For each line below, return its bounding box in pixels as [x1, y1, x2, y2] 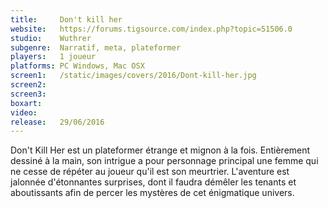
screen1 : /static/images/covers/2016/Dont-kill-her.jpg [10, 71, 257, 81]
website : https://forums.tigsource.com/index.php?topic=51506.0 [10, 24, 293, 34]
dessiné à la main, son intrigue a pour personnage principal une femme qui [10, 155, 319, 167]
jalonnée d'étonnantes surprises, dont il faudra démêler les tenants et [10, 176, 297, 188]
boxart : [10, 98, 43, 108]
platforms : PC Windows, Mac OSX [10, 61, 145, 71]
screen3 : [10, 89, 47, 99]
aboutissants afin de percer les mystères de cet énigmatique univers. [10, 187, 295, 199]
